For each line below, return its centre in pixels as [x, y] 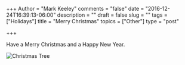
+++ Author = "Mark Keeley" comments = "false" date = [75, 9]
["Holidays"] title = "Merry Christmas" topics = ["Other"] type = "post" [92, 21]
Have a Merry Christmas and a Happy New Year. [66, 44]
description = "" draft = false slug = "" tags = [112, 15]
